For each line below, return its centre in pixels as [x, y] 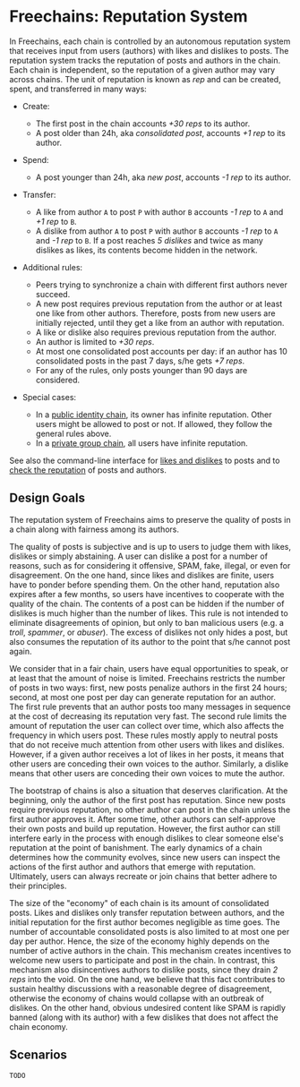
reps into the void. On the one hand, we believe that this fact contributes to [147, 979]
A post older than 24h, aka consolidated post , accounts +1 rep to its [161, 133]
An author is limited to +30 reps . [95, 341]
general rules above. [73, 433]
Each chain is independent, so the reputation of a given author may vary [142, 70]
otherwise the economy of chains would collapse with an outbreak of [137, 998]
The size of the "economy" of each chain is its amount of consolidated [139, 903]
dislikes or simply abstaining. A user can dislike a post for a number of [139, 556]
